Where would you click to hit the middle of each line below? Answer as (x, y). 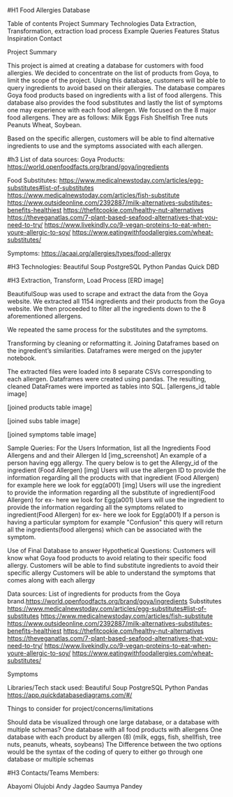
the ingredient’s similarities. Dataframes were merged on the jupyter (105, 351)
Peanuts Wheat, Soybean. (45, 125)
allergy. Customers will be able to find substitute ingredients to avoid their (113, 565)
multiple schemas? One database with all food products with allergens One (115, 730)
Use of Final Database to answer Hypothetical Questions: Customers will (112, 550)
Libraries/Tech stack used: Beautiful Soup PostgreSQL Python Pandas (108, 688)
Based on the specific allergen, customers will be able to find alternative (111, 138)
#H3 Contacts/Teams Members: (53, 773)
